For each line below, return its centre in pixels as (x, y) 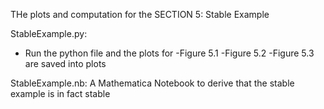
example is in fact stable (60, 93)
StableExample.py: (49, 33)
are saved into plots (65, 63)
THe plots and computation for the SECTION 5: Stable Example (140, 14)
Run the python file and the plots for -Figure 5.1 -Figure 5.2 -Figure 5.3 (169, 53)
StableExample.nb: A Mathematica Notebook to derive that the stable (152, 83)
